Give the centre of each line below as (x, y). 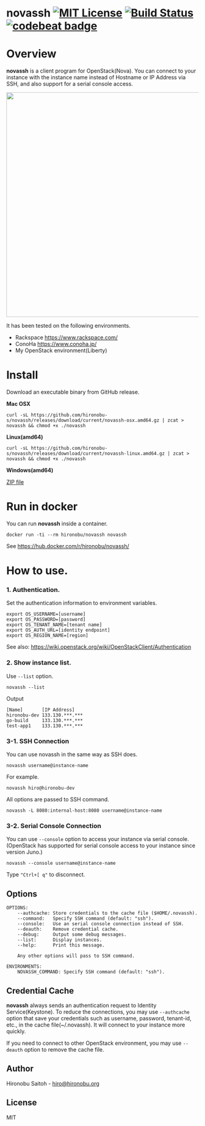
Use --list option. (30, 676)
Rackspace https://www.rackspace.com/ (66, 337)
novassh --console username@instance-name (61, 864)
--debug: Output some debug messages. (72, 935)
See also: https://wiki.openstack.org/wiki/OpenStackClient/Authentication (99, 647)
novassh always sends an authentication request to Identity (81, 1005)
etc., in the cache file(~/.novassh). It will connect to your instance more (96, 1025)
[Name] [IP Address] (41, 710)
